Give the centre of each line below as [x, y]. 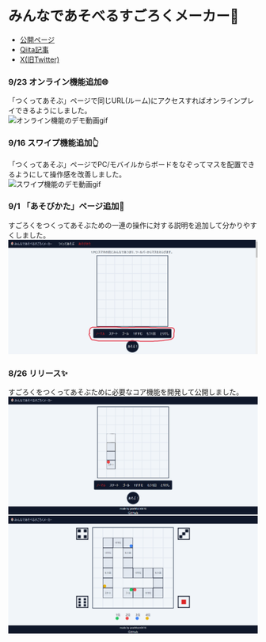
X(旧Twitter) [40, 59]
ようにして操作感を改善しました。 [70, 174]
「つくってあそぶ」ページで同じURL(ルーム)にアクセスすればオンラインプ [128, 101]
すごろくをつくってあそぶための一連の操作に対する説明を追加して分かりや [129, 225]
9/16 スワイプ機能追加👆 [53, 143]
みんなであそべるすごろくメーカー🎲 [124, 16]
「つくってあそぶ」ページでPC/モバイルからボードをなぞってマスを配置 [125, 164]
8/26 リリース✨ [38, 374]
